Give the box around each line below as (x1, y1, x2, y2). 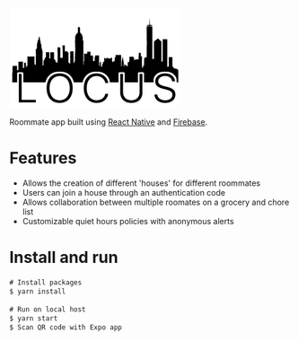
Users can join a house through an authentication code (22, 187, 226, 197)
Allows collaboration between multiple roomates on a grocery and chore (22, 197, 290, 207)
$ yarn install (9, 286, 66, 296)
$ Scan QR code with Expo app (9, 322, 123, 332)
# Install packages (9, 277, 83, 287)
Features (9, 148, 77, 169)
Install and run (9, 248, 118, 267)
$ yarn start (9, 313, 58, 323)
